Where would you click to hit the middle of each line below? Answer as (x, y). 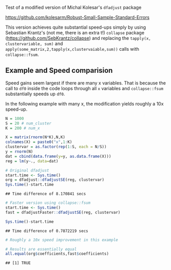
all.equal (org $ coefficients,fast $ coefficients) (57, 254)
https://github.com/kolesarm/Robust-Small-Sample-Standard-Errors (78, 17)
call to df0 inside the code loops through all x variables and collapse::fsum (84, 88)
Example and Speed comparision (59, 70)
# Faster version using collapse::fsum (48, 203)
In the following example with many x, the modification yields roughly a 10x (84, 103)
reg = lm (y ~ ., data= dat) (32, 161)
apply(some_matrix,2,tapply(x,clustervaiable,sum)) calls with (72, 49)
